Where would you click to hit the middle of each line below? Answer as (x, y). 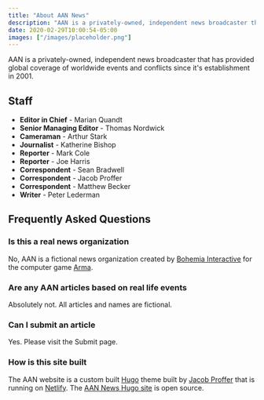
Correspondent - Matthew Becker (75, 187)
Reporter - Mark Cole (55, 153)
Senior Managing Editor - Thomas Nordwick (92, 128)
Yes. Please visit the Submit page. (63, 342)
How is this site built (48, 362)
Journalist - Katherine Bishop (68, 145)
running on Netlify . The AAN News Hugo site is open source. (106, 387)
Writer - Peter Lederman (60, 195)
